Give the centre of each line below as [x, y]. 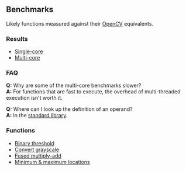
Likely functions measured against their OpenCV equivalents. [80, 23]
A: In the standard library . [37, 116]
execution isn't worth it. [34, 98]
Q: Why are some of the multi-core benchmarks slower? [74, 85]
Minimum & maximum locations [52, 162]
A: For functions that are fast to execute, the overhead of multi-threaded [93, 92]
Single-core [29, 51]
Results [17, 39]
